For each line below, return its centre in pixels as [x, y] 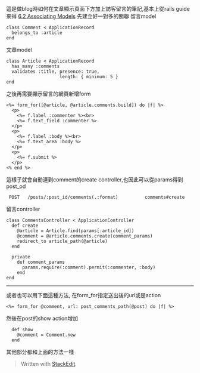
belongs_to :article [37, 33]
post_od [16, 186]
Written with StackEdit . [49, 364]
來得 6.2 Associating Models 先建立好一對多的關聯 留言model [81, 16]
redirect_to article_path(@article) [62, 241]
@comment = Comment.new [46, 335]
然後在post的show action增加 [42, 318]
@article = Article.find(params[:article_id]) [76, 231]
